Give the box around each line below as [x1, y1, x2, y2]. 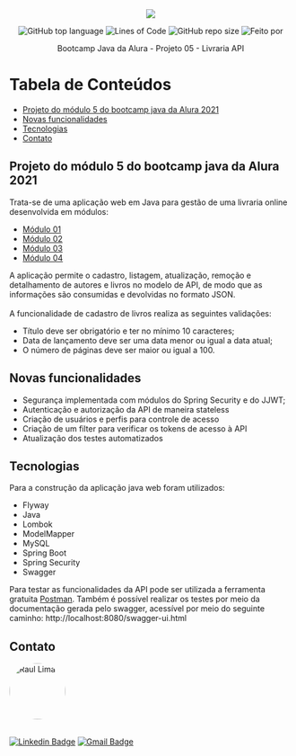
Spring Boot [22, 547, 67, 558]
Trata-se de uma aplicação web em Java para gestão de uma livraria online [9, 197, 288, 208]
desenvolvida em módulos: [9, 206, 109, 217]
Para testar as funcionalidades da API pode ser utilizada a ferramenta [9, 584, 266, 595]
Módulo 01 [22, 224, 61, 235]
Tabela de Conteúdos [9, 75, 172, 95]
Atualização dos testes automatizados [22, 432, 163, 443]
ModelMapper [22, 529, 75, 539]
